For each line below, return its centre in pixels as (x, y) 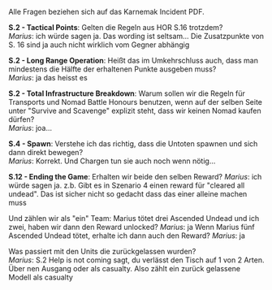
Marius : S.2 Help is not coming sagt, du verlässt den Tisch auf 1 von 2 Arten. (136, 260)
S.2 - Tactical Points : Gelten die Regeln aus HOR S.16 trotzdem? (116, 27)
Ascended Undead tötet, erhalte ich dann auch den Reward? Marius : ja (127, 236)
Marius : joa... (30, 128)
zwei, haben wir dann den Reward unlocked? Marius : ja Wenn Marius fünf (132, 227)
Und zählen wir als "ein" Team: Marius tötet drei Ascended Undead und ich (134, 218)
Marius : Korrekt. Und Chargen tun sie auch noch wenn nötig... (112, 161)
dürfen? (22, 119)
